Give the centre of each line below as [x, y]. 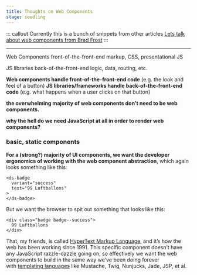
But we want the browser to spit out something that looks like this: [86, 209]
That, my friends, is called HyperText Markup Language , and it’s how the [94, 241]
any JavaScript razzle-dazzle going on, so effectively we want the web [92, 253]
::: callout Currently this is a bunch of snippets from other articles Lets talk [96, 33]
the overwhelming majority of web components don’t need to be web [92, 103]
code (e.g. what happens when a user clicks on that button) [78, 92]
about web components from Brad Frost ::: [57, 40]
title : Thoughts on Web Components [50, 11]
